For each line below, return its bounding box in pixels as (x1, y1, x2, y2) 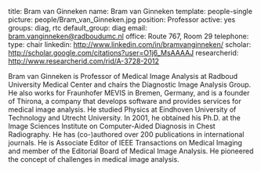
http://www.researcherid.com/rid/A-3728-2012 (8, 56, 159, 66)
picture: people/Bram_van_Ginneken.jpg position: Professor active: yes (8, 15, 236, 24)
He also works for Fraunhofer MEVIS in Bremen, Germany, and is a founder (8, 88, 250, 97)
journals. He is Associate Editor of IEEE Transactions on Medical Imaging (8, 138, 243, 147)
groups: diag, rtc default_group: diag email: (8, 23, 147, 32)
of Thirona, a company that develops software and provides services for (8, 97, 241, 106)
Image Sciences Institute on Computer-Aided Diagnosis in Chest (8, 121, 216, 131)
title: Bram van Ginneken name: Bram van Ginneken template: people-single (8, 7, 253, 16)
